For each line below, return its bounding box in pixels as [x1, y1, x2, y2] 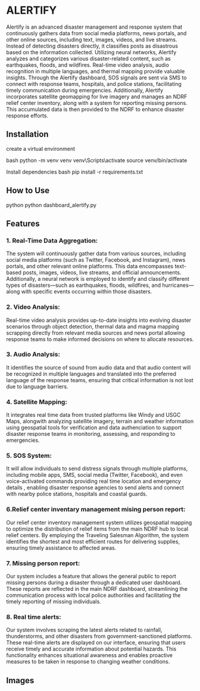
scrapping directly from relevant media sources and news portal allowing [6, 329, 185, 336]
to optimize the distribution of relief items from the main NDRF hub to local [6, 525, 189, 532]
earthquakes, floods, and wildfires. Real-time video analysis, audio [6, 61, 170, 69]
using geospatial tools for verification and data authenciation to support [6, 424, 182, 431]
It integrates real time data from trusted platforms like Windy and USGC [6, 411, 181, 419]
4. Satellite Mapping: [6, 398, 67, 406]
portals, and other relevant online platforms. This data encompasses [6, 263, 174, 270]
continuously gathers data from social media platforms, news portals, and [6, 29, 187, 36]
